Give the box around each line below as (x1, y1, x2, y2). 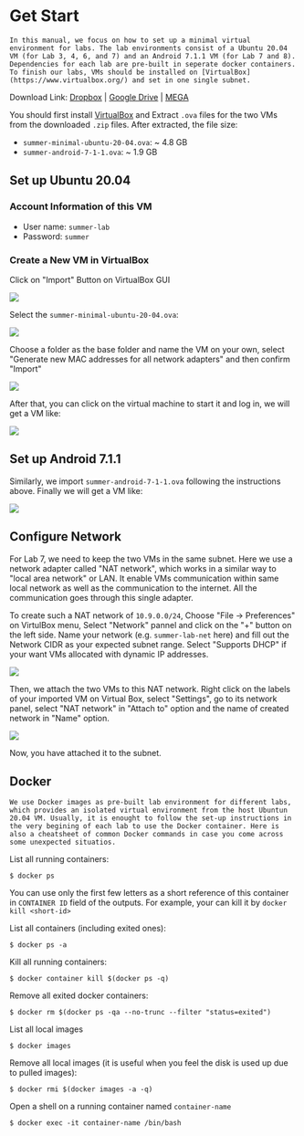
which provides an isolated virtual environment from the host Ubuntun (9, 805, 288, 815)
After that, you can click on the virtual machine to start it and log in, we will (9, 398, 290, 409)
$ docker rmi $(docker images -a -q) (9, 1085, 153, 1094)
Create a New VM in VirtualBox (9, 253, 149, 266)
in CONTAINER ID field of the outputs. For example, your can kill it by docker (9, 897, 288, 909)
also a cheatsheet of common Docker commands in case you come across (9, 830, 284, 839)
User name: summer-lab (22, 221, 110, 232)
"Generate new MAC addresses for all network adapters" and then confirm (9, 353, 290, 364)
